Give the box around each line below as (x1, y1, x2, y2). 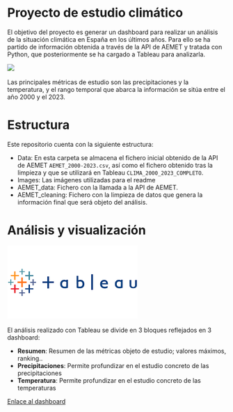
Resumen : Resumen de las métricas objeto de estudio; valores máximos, (17, 347, 227, 355)
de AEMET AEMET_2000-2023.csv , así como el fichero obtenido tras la (17, 161, 214, 169)
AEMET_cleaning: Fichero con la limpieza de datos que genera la (17, 190, 203, 199)
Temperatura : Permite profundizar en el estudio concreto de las (17, 376, 202, 384)
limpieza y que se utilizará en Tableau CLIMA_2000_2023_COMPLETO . (17, 168, 204, 177)
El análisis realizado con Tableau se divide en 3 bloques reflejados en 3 (7, 326, 212, 334)
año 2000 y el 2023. (7, 93, 66, 101)
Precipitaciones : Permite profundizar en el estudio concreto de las (17, 361, 209, 370)
